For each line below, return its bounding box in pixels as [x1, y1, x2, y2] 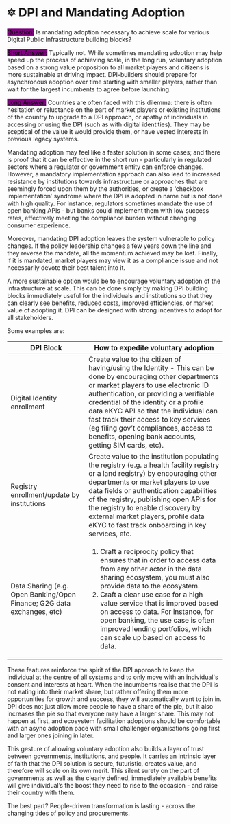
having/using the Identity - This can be [88, 363, 214, 372]
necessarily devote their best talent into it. [7, 263, 125, 272]
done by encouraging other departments [88, 371, 219, 381]
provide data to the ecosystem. [100, 581, 200, 591]
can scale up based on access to [100, 632, 206, 642]
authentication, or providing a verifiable [88, 389, 215, 398]
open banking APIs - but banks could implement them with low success [7, 206, 209, 214]
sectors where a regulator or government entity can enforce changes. [7, 163, 204, 171]
